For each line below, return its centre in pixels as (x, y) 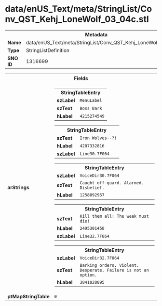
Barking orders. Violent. (109, 265)
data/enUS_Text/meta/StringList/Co (79, 9)
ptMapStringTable (28, 296)
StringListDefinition (48, 50)
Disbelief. (92, 187)
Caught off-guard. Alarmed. (112, 183)
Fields (81, 78)
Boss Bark (91, 108)
